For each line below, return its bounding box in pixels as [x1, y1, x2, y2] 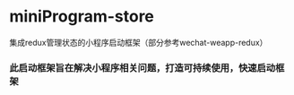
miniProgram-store [9, 6, 155, 27]
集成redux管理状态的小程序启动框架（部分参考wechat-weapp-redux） [9, 37, 268, 47]
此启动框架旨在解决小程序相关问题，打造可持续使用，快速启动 [9, 61, 276, 73]
